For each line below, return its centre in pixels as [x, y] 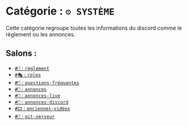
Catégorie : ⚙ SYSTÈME [60, 11]
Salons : [21, 54]
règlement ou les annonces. [40, 34]
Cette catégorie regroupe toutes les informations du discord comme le [94, 28]
